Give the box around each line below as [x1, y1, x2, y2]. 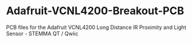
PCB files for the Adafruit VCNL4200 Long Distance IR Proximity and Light [6, 24, 187, 31]
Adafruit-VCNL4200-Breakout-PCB [6, 4, 184, 18]
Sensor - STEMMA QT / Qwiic [6, 30, 79, 37]
